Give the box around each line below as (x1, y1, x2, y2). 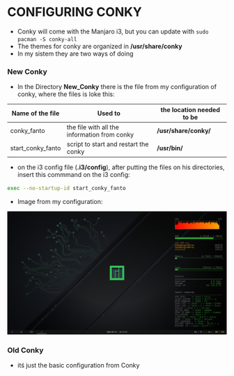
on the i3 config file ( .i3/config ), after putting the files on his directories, (17, 163, 225, 171)
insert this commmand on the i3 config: (17, 170, 130, 178)
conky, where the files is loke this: (17, 90, 115, 98)
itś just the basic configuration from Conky (17, 361, 140, 369)
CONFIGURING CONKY (7, 4, 142, 20)
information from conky (66, 130, 134, 139)
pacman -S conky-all (17, 36, 77, 42)
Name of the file (11, 109, 60, 118)
